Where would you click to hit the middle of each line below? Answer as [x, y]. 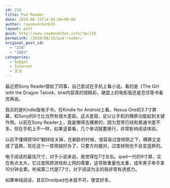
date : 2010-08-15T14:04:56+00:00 [40, 19]
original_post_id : [25, 43]
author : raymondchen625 [30, 24]
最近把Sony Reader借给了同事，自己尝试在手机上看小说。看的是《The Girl [82, 86]
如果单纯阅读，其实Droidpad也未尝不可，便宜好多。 [59, 180]
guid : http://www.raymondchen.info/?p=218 [51, 33]
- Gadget [19, 62]
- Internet [21, 66]
